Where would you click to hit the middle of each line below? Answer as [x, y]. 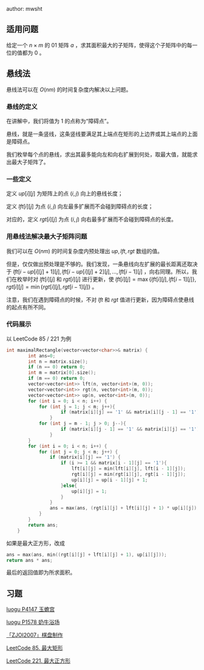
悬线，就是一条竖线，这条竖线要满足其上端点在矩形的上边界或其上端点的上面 [102, 134]
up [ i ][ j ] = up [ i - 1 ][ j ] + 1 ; [110, 480]
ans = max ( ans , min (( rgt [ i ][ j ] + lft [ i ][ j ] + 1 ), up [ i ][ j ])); [87, 555]
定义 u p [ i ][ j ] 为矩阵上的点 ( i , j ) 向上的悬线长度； [65, 194]
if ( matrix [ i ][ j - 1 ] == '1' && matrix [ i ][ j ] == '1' [129, 429]
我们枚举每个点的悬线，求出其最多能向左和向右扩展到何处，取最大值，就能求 [102, 154]
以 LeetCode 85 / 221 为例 [39, 339]
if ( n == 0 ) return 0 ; [57, 367]
